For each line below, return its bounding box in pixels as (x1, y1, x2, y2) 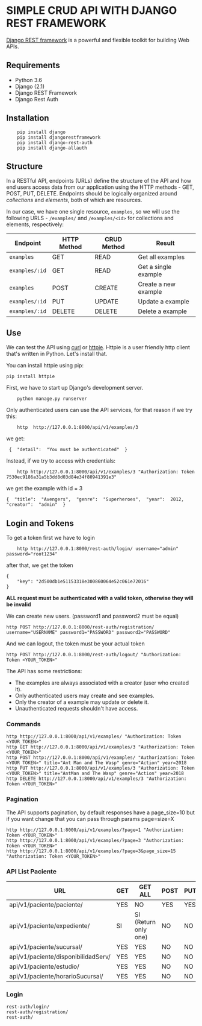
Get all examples (138, 253, 185, 261)
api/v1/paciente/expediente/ (9, 921, 90, 929)
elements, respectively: (6, 221, 64, 228)
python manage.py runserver (17, 396, 87, 402)
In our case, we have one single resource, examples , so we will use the (6, 208, 180, 215)
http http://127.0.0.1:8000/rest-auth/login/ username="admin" (17, 546, 179, 552)
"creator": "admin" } (6, 502, 66, 508)
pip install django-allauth (17, 145, 87, 151)
